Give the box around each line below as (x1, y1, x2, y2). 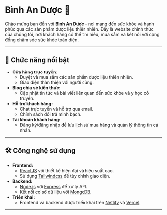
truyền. (19, 95, 35, 101)
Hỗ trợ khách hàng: (12, 100, 53, 106)
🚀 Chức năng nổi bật (5, 56, 70, 64)
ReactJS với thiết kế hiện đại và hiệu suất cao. (19, 167, 114, 173)
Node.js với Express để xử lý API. (19, 183, 88, 189)
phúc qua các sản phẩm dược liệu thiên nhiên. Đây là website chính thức (5, 26, 154, 32)
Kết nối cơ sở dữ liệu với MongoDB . (19, 189, 92, 195)
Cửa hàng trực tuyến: (12, 69, 58, 75)
